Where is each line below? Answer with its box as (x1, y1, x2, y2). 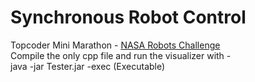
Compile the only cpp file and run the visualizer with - (10, 49, 232, 61)
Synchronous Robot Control (10, 6, 247, 29)
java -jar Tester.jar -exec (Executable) (10, 60, 166, 72)
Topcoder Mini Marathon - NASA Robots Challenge (10, 39, 221, 51)
